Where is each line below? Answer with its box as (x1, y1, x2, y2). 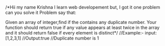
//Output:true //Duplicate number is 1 (22, 35, 99, 41)
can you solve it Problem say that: (5, 9, 76, 15)
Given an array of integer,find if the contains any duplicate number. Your (5, 19, 157, 25)
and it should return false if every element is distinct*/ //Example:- (5, 30, 144, 35)
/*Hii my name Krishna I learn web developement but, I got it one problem (5, 4, 160, 10)
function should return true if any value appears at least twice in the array (5, 24, 160, 30)
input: (145, 30, 157, 35)
